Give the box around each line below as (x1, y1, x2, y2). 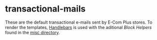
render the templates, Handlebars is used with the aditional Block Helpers (5, 24, 152, 30)
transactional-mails (5, 3, 86, 14)
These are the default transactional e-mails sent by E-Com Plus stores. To (5, 19, 153, 25)
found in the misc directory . (5, 29, 60, 35)
